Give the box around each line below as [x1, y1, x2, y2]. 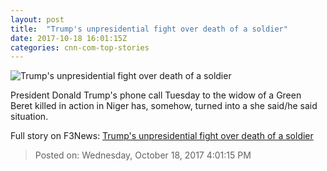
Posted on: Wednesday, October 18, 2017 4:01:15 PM [34, 149, 252, 161]
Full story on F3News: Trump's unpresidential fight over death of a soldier [10, 130, 314, 142]
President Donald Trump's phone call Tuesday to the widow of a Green [10, 89, 302, 101]
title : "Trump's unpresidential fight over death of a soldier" [10, 24, 288, 34]
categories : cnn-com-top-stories [10, 42, 150, 53]
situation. [10, 111, 49, 123]
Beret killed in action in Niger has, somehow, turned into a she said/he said [10, 100, 318, 112]
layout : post [10, 14, 65, 25]
